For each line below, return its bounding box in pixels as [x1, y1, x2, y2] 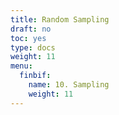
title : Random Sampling [10, 14, 110, 25]
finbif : [19, 71, 52, 81]
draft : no [10, 24, 52, 34]
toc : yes [10, 33, 47, 43]
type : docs [10, 42, 56, 53]
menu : [10, 61, 33, 71]
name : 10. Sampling [28, 80, 110, 90]
